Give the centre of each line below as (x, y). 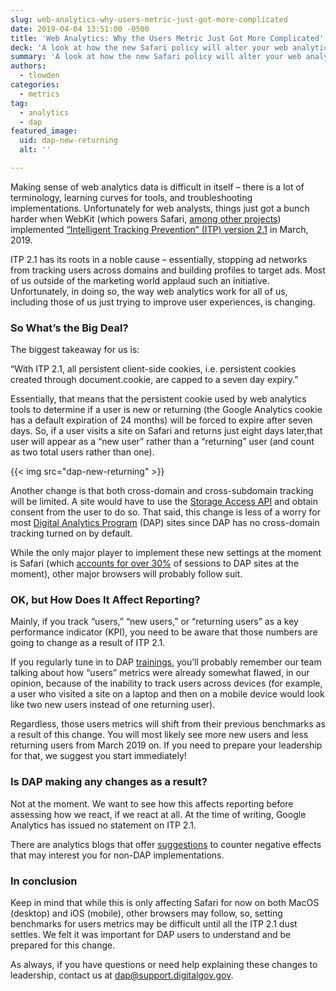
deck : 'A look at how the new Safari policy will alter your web (149, 47)
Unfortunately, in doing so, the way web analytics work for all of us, (149, 291)
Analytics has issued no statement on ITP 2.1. (103, 825)
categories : (35, 85)
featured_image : (44, 131)
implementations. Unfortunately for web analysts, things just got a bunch (160, 208)
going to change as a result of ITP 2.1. (88, 643)
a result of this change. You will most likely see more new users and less (159, 735)
